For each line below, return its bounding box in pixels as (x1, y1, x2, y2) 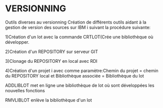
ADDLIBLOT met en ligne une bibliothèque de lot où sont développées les (5, 82, 155, 88)
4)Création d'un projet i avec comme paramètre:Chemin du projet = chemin (5, 67, 159, 74)
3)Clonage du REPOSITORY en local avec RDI (5, 58, 98, 64)
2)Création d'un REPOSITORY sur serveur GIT (5, 49, 98, 54)
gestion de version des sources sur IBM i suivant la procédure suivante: (5, 24, 151, 30)
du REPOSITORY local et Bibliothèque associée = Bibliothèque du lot (5, 73, 144, 79)
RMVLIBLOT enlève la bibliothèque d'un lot (5, 97, 92, 103)
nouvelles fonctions (5, 87, 45, 93)
